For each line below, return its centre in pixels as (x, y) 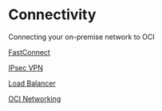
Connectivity (52, 15)
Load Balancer (32, 83)
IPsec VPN (26, 67)
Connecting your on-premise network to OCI (81, 37)
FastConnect (29, 52)
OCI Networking (35, 98)
